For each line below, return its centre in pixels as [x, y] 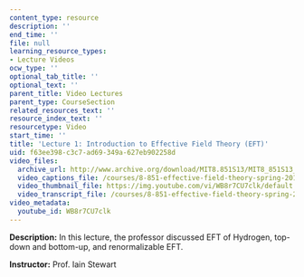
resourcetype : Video [48, 128]
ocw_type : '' [34, 69]
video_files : [34, 161]
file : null [30, 43]
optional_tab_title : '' [54, 77]
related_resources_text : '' [62, 110]
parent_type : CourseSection [62, 102]
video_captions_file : [58, 177]
